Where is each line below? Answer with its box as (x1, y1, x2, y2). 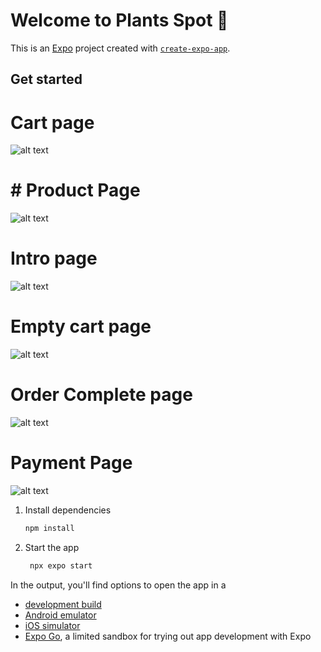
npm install (24, 523, 75, 533)
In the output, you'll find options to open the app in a (10, 579, 227, 591)
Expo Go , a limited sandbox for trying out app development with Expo (24, 630, 312, 642)
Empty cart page (10, 315, 152, 338)
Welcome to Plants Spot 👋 (10, 9, 229, 32)
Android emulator (24, 609, 97, 621)
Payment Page (10, 452, 133, 474)
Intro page (10, 247, 98, 270)
